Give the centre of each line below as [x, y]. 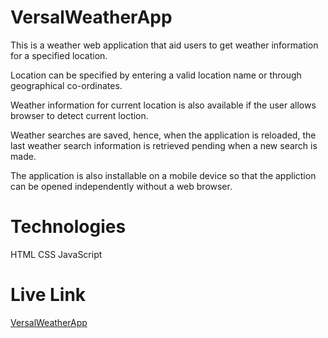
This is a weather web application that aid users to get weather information [164, 45]
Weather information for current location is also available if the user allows [163, 105]
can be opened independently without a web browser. [121, 186]
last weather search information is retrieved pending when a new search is [164, 145]
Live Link [48, 295]
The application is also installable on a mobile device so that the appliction [163, 175]
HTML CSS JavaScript [56, 254]
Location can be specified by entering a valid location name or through [156, 75]
